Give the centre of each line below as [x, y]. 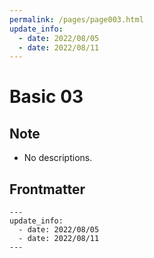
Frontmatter [47, 189]
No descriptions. [58, 158]
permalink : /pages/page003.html [76, 19]
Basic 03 [46, 97]
